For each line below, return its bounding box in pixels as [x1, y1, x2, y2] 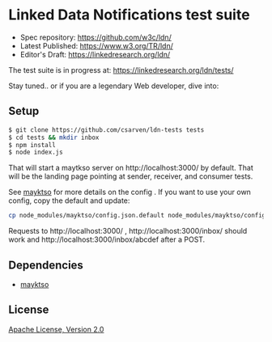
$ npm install [8, 141, 57, 149]
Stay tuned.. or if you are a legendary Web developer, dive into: [8, 81, 219, 91]
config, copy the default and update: [8, 196, 130, 205]
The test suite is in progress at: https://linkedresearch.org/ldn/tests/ [8, 65, 234, 74]
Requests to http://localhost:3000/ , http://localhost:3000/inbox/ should [8, 226, 248, 236]
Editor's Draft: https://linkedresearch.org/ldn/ [19, 49, 171, 59]
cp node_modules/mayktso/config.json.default [8, 212, 164, 220]
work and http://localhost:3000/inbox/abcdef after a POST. [8, 234, 206, 244]
